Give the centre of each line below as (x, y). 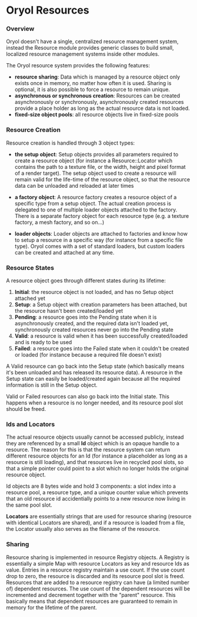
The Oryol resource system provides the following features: (78, 66)
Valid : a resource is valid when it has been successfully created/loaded (101, 336)
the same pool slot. (29, 505)
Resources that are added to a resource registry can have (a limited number (98, 582)
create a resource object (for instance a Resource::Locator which (94, 161)
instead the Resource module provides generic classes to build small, (90, 48)
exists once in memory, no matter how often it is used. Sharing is (93, 83)
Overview (20, 29)
